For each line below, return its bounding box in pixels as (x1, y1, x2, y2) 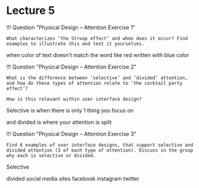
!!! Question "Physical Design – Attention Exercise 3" (6, 130, 137, 137)
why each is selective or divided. (6, 152, 96, 158)
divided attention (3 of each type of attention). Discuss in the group (6, 147, 194, 153)
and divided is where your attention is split (6, 118, 112, 126)
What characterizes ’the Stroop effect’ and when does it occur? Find (6, 35, 188, 41)
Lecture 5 (6, 4, 56, 18)
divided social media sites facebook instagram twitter (6, 175, 140, 182)
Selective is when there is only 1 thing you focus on (6, 107, 134, 114)
